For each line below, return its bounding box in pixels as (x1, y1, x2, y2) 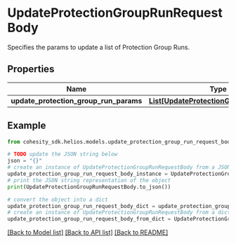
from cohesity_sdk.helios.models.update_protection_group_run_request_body (7, 138, 234, 145)
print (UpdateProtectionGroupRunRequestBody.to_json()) (7, 183, 171, 190)
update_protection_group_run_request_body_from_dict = (7, 216, 171, 223)
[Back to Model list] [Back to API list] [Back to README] (7, 228, 169, 237)
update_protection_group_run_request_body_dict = (7, 202, 156, 209)
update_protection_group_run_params (11, 96, 143, 106)
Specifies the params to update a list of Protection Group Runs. (7, 43, 190, 51)
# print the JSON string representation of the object (7, 176, 171, 183)
